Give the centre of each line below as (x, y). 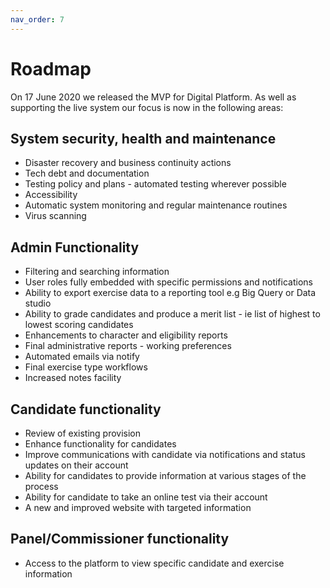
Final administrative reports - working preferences (128, 346)
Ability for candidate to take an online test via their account (146, 497)
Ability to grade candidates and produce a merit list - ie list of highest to (172, 314)
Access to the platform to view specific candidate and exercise (154, 563)
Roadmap (51, 68)
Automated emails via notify (82, 357)
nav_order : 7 (37, 19)
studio (38, 303)
